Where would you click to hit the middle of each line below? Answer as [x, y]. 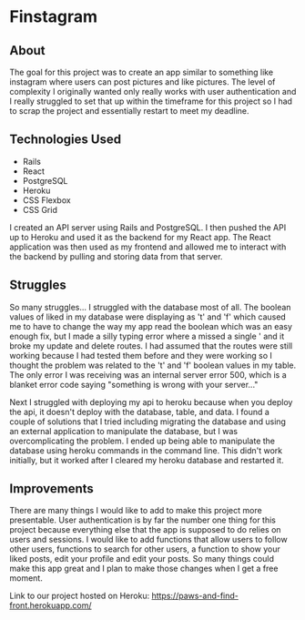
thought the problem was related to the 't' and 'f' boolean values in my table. [153, 365]
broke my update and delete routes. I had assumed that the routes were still [151, 346]
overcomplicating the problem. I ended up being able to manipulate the [142, 441]
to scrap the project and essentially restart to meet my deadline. [129, 111]
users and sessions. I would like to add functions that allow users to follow [149, 540]
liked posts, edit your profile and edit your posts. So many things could [142, 559]
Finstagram [54, 17]
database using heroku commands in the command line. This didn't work [146, 450]
